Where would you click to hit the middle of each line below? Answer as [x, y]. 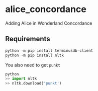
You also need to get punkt [33, 65]
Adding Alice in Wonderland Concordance [49, 23]
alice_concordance [46, 9]
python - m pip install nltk [35, 55]
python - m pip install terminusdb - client [49, 51]
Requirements [28, 39]
